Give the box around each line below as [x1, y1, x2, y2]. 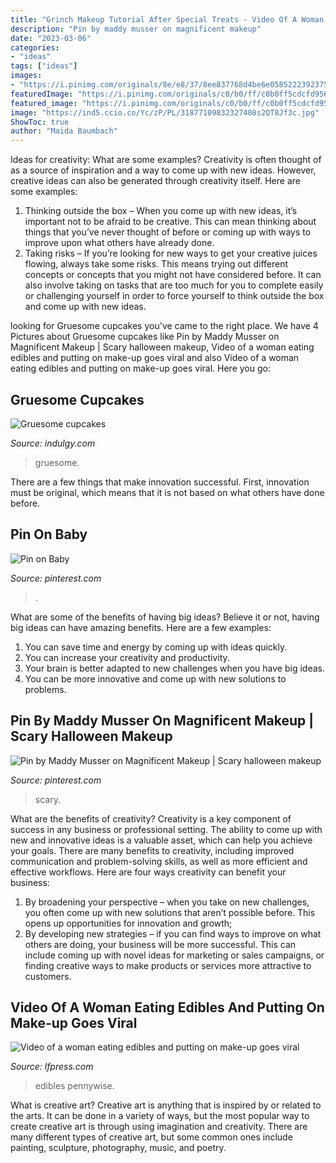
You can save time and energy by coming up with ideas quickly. [24, 641, 288, 653]
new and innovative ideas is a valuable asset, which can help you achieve [10, 834, 313, 846]
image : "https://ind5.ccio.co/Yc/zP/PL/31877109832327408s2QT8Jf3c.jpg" [10, 107, 320, 118]
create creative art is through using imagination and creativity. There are [10, 1121, 308, 1133]
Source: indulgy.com [10, 437, 96, 449]
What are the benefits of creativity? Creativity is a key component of [10, 812, 292, 825]
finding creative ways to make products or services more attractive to [24, 959, 312, 971]
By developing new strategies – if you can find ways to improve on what [24, 927, 322, 940]
